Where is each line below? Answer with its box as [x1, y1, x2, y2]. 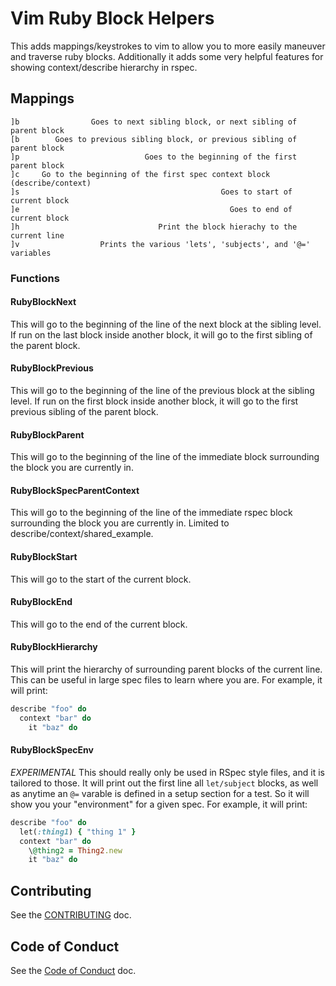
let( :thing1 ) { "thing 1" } [19, 827, 137, 837]
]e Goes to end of [10, 204, 293, 214]
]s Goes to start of [10, 187, 293, 197]
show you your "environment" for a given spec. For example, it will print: [10, 798, 308, 810]
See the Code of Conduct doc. [10, 964, 137, 976]
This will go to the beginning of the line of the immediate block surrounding [10, 451, 320, 463]
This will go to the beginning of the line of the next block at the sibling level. [10, 318, 322, 330]
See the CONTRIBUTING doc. [10, 909, 132, 921]
